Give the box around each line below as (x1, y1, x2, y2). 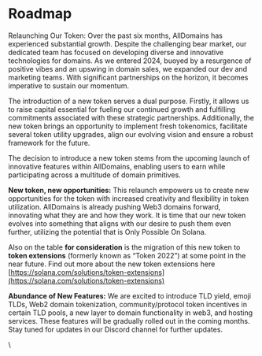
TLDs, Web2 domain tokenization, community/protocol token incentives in (8, 299, 248, 309)
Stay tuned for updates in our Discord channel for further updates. (8, 324, 223, 334)
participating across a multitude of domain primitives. (8, 170, 181, 180)
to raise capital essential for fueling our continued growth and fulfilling (8, 104, 236, 114)
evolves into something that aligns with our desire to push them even (8, 218, 231, 228)
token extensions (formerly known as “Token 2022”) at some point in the (8, 250, 246, 260)
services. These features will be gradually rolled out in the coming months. (8, 316, 250, 325)
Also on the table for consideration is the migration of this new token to (8, 242, 241, 252)
